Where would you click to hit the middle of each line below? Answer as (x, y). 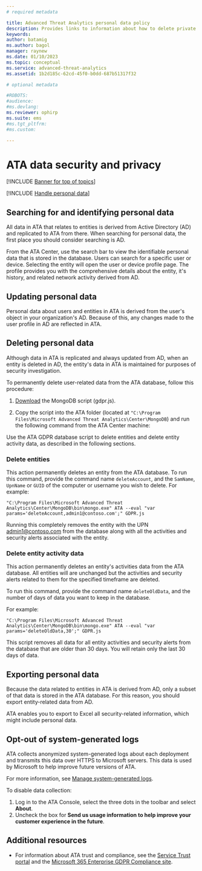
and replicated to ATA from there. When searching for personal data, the (96, 234)
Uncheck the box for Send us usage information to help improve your (103, 815)
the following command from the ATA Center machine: (83, 425)
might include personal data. (42, 720)
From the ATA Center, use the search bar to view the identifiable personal (97, 252)
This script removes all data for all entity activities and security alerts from (99, 642)
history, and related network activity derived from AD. (73, 277)
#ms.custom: (21, 129)
